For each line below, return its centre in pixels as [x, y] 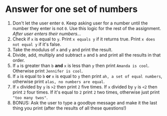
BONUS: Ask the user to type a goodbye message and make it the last [85, 102]
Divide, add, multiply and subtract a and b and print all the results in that [87, 55]
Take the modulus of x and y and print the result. [62, 49]
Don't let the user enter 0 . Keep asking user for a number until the [80, 23]
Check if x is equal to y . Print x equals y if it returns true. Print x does [84, 39]
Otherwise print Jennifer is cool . [48, 70]
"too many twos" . [30, 97]
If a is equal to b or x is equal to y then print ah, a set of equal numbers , [87, 76]
